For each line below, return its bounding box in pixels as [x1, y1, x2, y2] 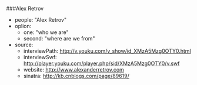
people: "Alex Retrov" [14, 16, 67, 23]
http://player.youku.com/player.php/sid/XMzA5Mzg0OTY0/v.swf [23, 60, 180, 67]
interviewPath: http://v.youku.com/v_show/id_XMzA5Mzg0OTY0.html [23, 47, 191, 55]
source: [14, 41, 34, 48]
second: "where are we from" [23, 35, 95, 42]
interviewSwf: [23, 54, 57, 60]
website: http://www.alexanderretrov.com [23, 66, 125, 73]
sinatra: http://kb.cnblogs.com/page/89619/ [23, 73, 129, 79]
